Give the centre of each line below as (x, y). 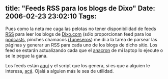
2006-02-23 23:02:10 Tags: (51, 17)
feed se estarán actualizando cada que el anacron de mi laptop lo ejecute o (84, 50)
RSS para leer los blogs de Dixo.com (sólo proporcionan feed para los (78, 34)
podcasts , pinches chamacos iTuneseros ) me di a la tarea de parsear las (81, 39)
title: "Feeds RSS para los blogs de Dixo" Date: (80, 8)
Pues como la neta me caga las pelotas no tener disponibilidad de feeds (81, 29)
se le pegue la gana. (26, 56)
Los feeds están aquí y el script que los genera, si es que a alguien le (78, 65)
